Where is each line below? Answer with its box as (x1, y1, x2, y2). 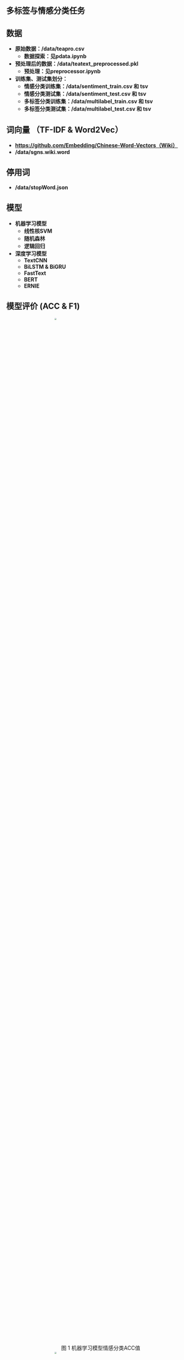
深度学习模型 (14, 250, 47, 257)
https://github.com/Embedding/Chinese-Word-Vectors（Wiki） (14, 142, 178, 149)
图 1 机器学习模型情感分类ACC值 (61, 1344, 141, 1352)
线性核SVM (23, 227, 53, 235)
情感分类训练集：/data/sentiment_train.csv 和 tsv (23, 83, 149, 90)
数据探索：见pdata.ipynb (23, 53, 87, 60)
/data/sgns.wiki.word (14, 149, 70, 156)
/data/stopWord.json (14, 183, 68, 191)
